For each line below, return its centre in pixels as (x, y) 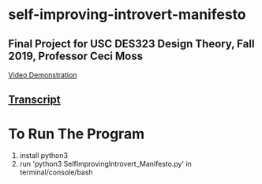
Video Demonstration (43, 75)
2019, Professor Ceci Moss (76, 56)
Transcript (34, 100)
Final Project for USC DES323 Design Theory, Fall (131, 44)
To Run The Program (77, 134)
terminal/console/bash (56, 172)
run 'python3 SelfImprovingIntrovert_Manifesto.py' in (105, 164)
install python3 (44, 156)
